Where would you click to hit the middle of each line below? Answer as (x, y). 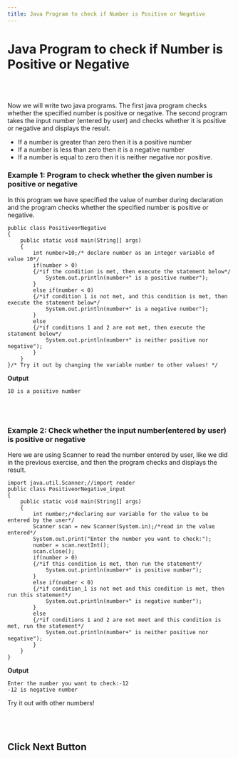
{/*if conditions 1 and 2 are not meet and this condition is (127, 620)
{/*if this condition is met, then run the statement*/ (118, 564)
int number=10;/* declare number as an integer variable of (124, 253)
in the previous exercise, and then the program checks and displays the (112, 463)
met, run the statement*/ (46, 626)
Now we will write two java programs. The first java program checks (107, 105)
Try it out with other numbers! (51, 703)
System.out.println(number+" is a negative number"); (127, 309)
